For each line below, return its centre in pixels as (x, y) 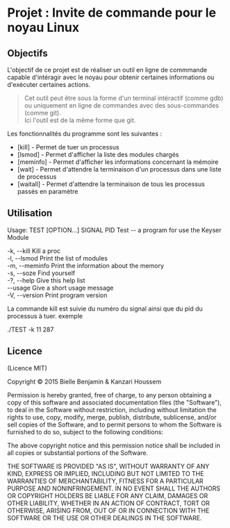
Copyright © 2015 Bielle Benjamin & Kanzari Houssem (84, 381)
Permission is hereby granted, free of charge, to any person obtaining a (109, 395)
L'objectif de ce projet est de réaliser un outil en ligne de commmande (107, 70)
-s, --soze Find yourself (41, 273)
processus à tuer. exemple (45, 316)
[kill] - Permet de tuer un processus (68, 147)
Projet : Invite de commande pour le (112, 13)
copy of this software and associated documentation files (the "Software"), (115, 402)
